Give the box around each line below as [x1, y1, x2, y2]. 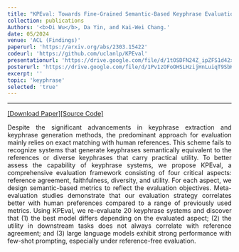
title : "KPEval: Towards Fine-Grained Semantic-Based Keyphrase [7, 10, 202, 18]
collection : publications [7, 17, 84, 24]
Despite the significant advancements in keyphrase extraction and [7, 123, 232, 132]
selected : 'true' [7, 83, 59, 90]
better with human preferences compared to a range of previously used [7, 199, 232, 207]
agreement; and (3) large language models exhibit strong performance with [7, 229, 232, 238]
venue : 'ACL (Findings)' [7, 37, 81, 44]
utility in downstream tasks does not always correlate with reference [7, 221, 232, 230]
